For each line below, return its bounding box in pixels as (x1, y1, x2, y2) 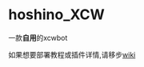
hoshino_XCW (8, 6, 106, 24)
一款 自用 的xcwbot (8, 33, 68, 42)
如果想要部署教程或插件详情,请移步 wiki (8, 49, 136, 59)
